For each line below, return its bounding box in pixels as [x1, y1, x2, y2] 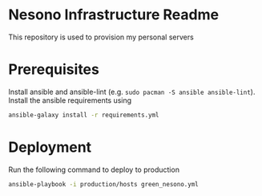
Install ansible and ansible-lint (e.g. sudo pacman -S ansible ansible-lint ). [8, 87, 256, 96]
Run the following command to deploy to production [8, 165, 180, 174]
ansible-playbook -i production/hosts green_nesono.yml [8, 180, 199, 188]
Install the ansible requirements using [8, 95, 132, 105]
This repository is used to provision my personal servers [8, 32, 194, 42]
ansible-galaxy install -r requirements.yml [8, 111, 159, 119]
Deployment [8, 138, 92, 156]
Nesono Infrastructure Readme [8, 6, 219, 24]
